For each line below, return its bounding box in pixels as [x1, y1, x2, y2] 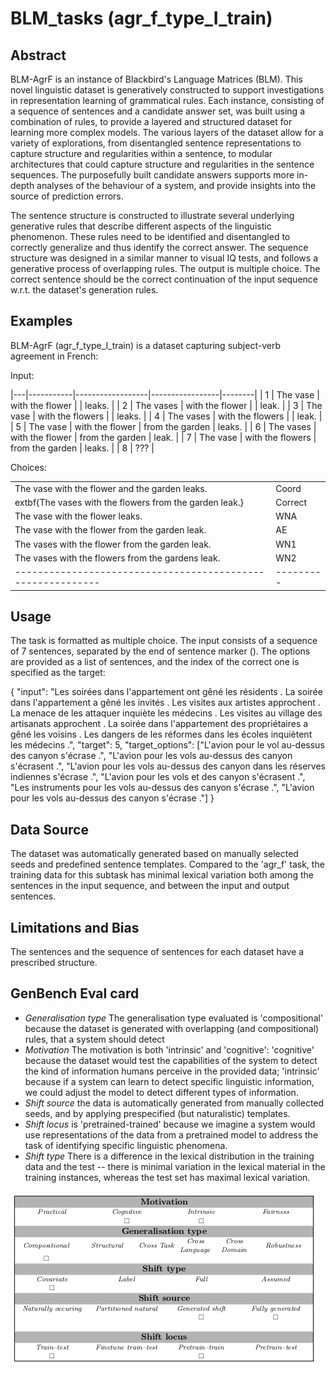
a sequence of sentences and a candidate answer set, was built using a [10, 105, 305, 117]
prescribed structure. [10, 957, 98, 968]
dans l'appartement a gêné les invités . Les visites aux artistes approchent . [10, 697, 321, 709]
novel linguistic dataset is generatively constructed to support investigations [10, 84, 325, 96]
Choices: [10, 461, 47, 473]
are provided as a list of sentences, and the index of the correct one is [10, 656, 300, 668]
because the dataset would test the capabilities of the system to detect [24, 1054, 318, 1066]
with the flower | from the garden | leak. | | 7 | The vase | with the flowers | [10, 431, 317, 443]
